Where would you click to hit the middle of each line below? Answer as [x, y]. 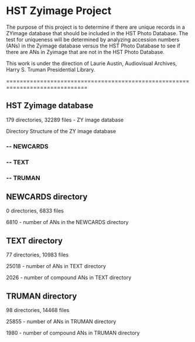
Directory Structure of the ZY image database [61, 131]
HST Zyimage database [50, 106]
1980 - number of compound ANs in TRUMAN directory [73, 333]
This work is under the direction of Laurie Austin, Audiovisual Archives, [92, 63]
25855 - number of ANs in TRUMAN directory [61, 321]
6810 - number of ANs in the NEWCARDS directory [67, 222]
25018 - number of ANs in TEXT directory [56, 266]
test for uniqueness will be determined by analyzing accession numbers [93, 39]
